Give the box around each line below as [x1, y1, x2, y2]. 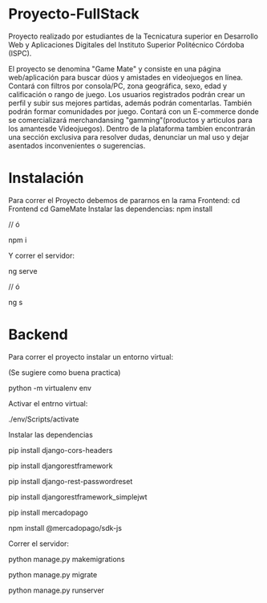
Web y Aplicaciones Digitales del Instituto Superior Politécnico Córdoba [8, 39, 245, 49]
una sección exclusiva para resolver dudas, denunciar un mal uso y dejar [8, 132, 249, 141]
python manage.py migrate [8, 569, 98, 579]
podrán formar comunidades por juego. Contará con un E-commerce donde [8, 106, 259, 116]
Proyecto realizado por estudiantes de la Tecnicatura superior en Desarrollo [8, 31, 259, 41]
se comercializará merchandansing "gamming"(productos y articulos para [8, 115, 253, 124]
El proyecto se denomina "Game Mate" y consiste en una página [8, 63, 221, 73]
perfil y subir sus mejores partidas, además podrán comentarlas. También [8, 98, 253, 108]
